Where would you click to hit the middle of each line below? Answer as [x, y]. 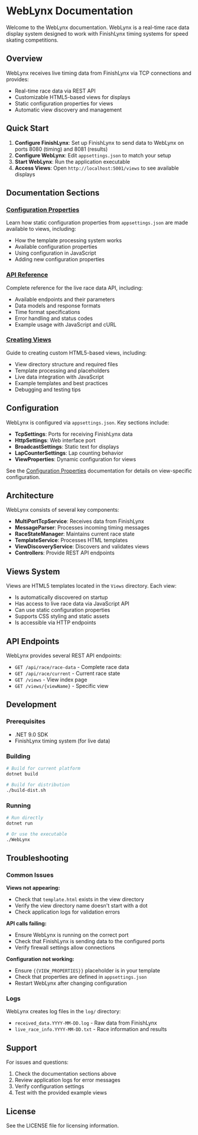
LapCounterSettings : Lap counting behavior [69, 453]
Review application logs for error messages [67, 1080]
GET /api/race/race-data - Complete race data [72, 667]
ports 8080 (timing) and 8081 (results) [61, 149]
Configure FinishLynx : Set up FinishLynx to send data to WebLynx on [99, 142]
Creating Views [29, 340]
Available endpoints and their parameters [65, 299]
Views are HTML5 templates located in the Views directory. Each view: [91, 586]
